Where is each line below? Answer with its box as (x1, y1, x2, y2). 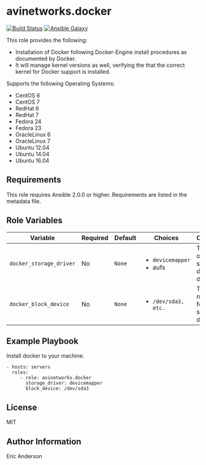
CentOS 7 (15, 98, 40, 106)
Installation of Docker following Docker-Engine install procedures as (15, 48, 187, 56)
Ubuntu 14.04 (15, 150, 50, 158)
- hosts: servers (6, 364, 51, 371)
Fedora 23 (15, 124, 42, 131)
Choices (154, 233, 179, 242)
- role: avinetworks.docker (20, 375, 92, 381)
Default (114, 233, 137, 242)
